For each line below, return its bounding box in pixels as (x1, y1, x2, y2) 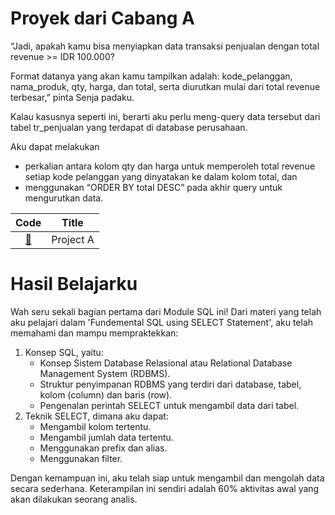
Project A (51, 232, 95, 246)
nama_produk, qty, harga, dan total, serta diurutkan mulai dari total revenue (10, 80, 321, 92)
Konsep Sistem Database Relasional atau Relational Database (39, 357, 293, 369)
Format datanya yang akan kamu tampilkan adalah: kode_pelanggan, (10, 70, 293, 82)
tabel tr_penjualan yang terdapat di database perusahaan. (10, 121, 248, 133)
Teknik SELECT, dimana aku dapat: (24, 410, 169, 422)
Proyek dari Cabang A (10, 7, 195, 30)
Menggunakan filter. (39, 452, 123, 464)
